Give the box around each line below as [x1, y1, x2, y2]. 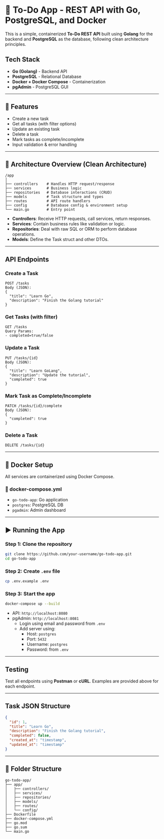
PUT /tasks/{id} [5, 356, 38, 360]
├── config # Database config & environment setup [5, 203, 128, 208]
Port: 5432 [26, 636, 47, 642]
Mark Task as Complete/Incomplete [5, 392, 92, 399]
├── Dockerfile [5, 812, 36, 817]
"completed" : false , [9, 733, 51, 738]
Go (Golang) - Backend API [12, 68, 67, 74]
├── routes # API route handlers [5, 199, 91, 204]
